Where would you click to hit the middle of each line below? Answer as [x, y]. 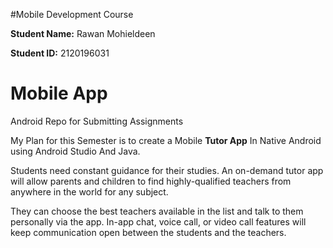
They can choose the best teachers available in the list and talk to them [157, 211]
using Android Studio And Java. [75, 151]
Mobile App [59, 93]
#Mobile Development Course [72, 14]
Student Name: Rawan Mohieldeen [83, 33]
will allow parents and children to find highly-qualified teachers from [151, 181]
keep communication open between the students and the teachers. [148, 232]
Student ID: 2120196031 [60, 53]
